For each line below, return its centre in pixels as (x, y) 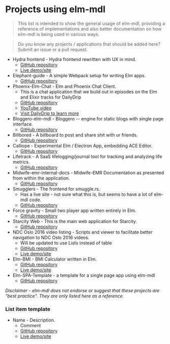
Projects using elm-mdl (55, 9)
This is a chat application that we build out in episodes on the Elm (89, 91)
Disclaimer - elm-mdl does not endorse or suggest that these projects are (82, 290)
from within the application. (41, 178)
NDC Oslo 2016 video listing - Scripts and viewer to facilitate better (83, 232)
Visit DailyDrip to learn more (49, 113)
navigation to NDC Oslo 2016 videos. (51, 237)
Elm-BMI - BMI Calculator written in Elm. (55, 259)
